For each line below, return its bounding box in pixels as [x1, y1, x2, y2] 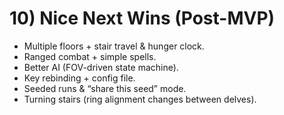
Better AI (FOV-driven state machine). [23, 61, 179, 73]
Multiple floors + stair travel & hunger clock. [23, 40, 205, 52]
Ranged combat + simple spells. [23, 50, 157, 62]
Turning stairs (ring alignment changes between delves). [23, 93, 257, 105]
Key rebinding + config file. [23, 72, 136, 84]
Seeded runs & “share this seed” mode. [23, 82, 187, 94]
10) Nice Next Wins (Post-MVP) [9, 7, 276, 30]
